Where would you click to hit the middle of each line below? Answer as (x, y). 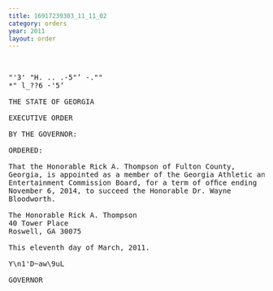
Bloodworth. (32, 199)
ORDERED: (26, 150)
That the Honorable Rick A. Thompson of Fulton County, (122, 167)
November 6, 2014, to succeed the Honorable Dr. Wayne (120, 191)
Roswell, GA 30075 (45, 231)
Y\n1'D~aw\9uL (37, 264)
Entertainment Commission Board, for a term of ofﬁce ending (133, 183)
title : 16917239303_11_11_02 (58, 16)
